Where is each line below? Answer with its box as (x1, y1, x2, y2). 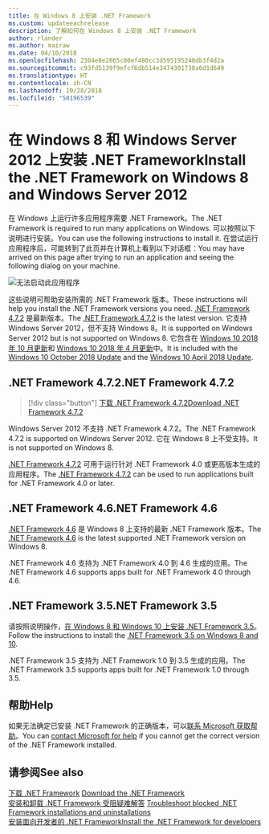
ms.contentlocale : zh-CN (8, 79, 92, 87)
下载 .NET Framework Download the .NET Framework (8, 788, 185, 798)
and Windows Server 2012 (8, 186, 188, 204)
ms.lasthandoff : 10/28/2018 (8, 86, 103, 95)
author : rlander (8, 34, 63, 43)
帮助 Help (8, 698, 54, 712)
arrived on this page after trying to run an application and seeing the (8, 252, 234, 262)
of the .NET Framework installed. (8, 740, 117, 750)
